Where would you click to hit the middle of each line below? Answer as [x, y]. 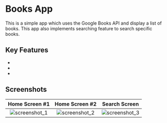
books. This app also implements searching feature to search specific [79, 28]
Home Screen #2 [76, 104]
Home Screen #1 [29, 104]
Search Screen [121, 104]
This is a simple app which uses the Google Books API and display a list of [84, 23]
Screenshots [26, 89]
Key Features [27, 50]
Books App [29, 9]
